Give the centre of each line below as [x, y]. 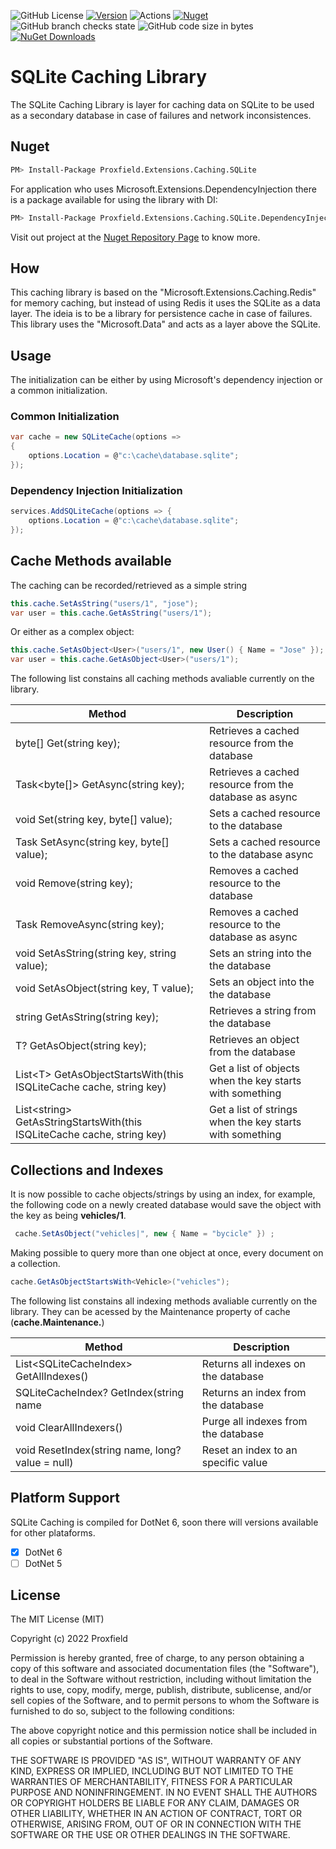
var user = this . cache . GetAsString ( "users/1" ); [111, 613]
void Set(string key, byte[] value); [94, 820]
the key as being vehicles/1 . [68, 1215]
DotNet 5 [43, 1563]
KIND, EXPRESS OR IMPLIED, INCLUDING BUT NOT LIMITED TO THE [152, 1771]
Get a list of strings [253, 1110]
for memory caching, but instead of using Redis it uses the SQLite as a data [165, 303]
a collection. [35, 1263]
